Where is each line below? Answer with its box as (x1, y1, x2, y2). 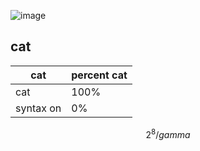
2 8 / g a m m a (145, 126, 191, 140)
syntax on (15, 101, 62, 115)
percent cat (71, 68, 128, 82)
